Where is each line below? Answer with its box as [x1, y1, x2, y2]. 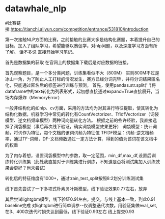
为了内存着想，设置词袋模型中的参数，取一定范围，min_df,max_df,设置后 [5, 152, 152, 158]
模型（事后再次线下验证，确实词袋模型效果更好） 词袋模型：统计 [22, 123, 153, 129]
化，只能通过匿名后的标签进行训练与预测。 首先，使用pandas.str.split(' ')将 [5, 82, 156, 88]
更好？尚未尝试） [13, 165, 48, 171]
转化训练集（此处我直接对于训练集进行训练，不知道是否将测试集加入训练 [9, 158, 156, 164]
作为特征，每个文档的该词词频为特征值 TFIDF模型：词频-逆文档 [22, 129, 150, 136]
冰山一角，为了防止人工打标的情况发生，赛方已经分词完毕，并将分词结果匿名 [5, 76, 160, 82]
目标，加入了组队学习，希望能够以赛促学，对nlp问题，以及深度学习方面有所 [5, 42, 158, 48]
